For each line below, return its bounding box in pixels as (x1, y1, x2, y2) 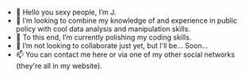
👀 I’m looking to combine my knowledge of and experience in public (15, 16, 238, 25)
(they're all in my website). (15, 61, 103, 70)
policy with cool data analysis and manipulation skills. (15, 24, 190, 33)
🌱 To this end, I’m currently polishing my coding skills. (15, 32, 192, 42)
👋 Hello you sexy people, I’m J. (15, 8, 117, 17)
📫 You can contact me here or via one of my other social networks (15, 50, 235, 59)
